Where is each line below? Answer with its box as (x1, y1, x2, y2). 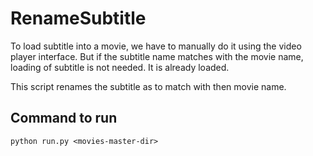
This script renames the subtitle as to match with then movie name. (10, 80, 287, 92)
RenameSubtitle (10, 7, 147, 30)
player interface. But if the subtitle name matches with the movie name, (10, 50, 304, 62)
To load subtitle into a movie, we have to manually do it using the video (10, 40, 302, 52)
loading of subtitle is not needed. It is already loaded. (10, 61, 230, 73)
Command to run (10, 110, 118, 127)
